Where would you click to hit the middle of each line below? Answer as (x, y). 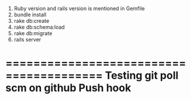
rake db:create (32, 21)
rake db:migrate (33, 33)
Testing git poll (142, 76)
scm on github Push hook (68, 88)
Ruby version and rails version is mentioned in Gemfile (79, 8)
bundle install (30, 15)
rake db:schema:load (39, 27)
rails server (27, 39)
